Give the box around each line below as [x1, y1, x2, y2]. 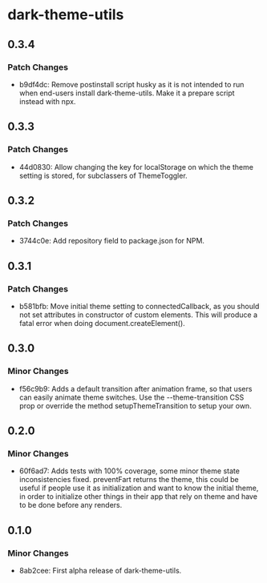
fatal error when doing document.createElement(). [18, 318, 185, 328]
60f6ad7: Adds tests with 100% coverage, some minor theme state [18, 466, 240, 476]
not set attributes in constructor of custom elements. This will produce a [18, 310, 258, 320]
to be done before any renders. [18, 501, 123, 510]
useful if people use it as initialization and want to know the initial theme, [18, 483, 259, 493]
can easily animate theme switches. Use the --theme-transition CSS [18, 392, 245, 402]
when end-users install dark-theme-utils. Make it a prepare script [18, 88, 235, 98]
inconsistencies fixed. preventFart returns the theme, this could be [18, 475, 239, 484]
